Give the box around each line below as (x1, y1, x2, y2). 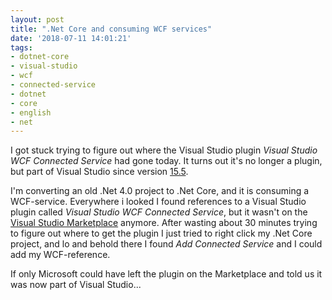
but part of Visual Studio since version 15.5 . (10, 166, 189, 178)
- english (10, 107, 52, 118)
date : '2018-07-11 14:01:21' (10, 33, 132, 43)
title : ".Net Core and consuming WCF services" (10, 24, 213, 34)
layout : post (10, 14, 65, 25)
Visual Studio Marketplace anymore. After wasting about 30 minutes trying (10, 217, 318, 229)
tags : (10, 42, 33, 53)
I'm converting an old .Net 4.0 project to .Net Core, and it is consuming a (10, 185, 310, 197)
